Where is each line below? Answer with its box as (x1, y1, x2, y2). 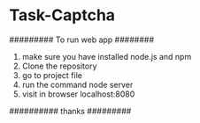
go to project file (21, 69, 82, 80)
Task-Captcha (9, 5, 116, 25)
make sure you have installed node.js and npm (21, 51, 192, 61)
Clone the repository (21, 61, 97, 71)
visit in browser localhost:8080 (21, 89, 135, 99)
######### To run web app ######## (9, 34, 155, 45)
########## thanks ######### (9, 105, 132, 116)
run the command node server (21, 79, 134, 90)
